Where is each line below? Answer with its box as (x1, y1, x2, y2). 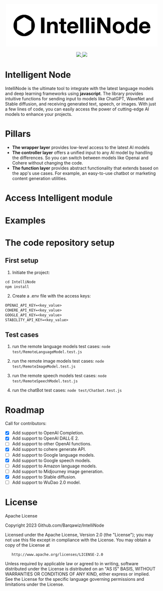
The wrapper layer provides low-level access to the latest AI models (12, 145, 150, 150)
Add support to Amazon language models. (12, 463, 97, 469)
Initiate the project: (12, 269, 50, 275)
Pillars (5, 129, 31, 140)
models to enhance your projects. (5, 111, 72, 117)
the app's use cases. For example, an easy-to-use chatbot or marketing (12, 170, 156, 176)
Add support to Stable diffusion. (12, 474, 76, 480)
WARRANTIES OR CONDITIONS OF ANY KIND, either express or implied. (5, 571, 150, 577)
